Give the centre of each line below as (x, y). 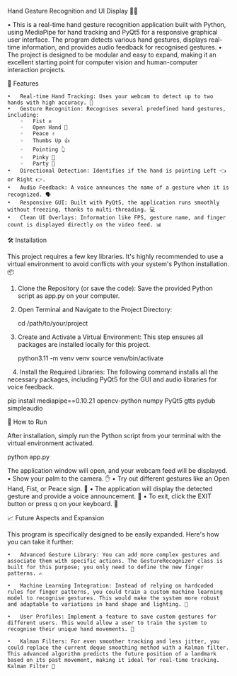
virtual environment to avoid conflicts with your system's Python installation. (118, 264)
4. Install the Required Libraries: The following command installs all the (115, 372)
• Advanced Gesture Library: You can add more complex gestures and (114, 555)
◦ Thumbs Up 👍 (45, 141)
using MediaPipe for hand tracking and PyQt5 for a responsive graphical (112, 32)
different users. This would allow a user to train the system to (107, 623)
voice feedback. (31, 387)
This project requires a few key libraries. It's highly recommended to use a (115, 256)
